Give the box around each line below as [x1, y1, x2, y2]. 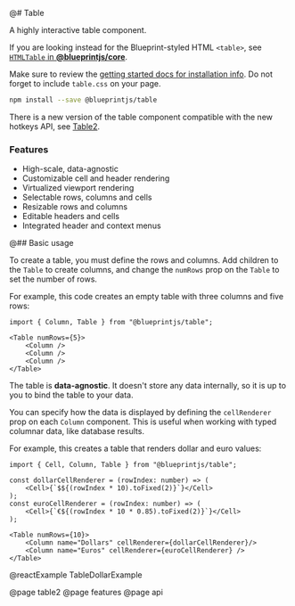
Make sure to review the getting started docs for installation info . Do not [9, 69, 274, 79]
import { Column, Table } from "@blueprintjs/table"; [9, 318, 214, 327]
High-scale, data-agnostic [21, 164, 119, 175]
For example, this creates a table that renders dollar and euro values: [9, 443, 262, 454]
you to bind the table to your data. [9, 389, 134, 400]
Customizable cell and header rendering [21, 173, 170, 184]
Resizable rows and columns [21, 201, 127, 212]
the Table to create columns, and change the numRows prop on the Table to [9, 265, 280, 275]
